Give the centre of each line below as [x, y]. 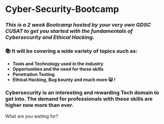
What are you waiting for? [32, 116]
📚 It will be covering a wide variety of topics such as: [71, 51]
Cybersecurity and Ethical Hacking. [50, 37]
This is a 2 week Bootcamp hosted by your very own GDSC [78, 25]
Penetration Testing [34, 74]
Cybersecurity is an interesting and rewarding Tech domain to [82, 92]
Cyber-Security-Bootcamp [62, 9]
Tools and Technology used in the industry [58, 64]
